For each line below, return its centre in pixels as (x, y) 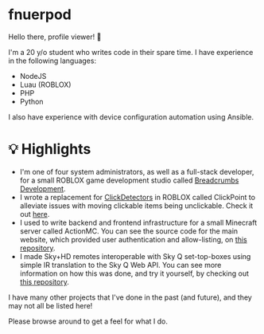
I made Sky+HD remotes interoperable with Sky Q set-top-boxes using (135, 256)
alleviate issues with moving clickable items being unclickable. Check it (136, 206)
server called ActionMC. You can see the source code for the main (129, 231)
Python (31, 101)
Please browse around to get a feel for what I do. (88, 321)
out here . (35, 214)
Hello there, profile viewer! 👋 (55, 37)
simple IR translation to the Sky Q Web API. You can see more (120, 265)
